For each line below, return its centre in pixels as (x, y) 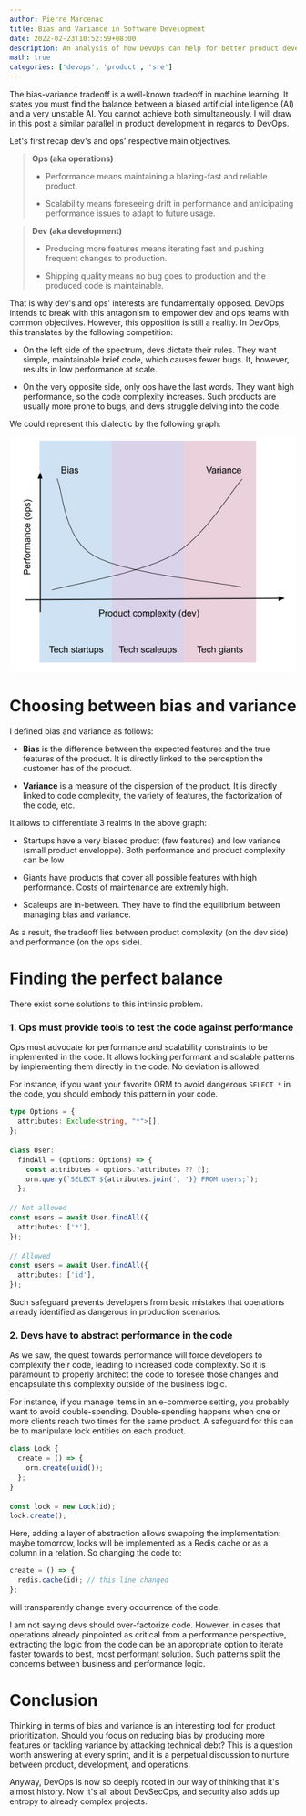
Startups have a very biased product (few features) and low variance (152, 841)
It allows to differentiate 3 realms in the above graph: (108, 823)
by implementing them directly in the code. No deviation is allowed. (135, 1066)
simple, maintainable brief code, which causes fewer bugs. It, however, (156, 359)
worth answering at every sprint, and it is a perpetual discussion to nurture (149, 1754)
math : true (30, 58)
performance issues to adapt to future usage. (130, 213)
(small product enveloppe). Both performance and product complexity (154, 851)
